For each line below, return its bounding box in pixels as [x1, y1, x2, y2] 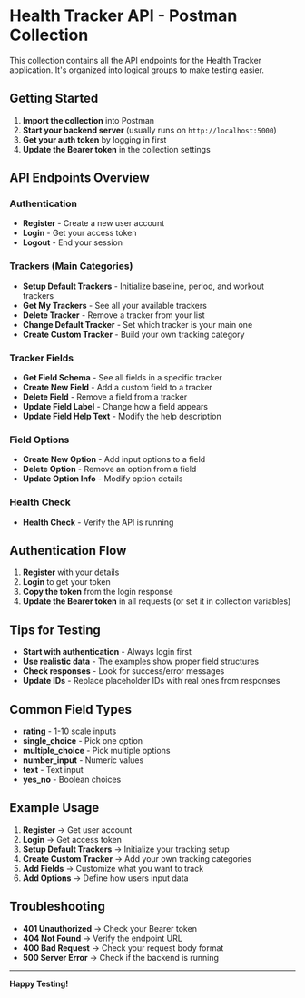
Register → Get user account [22, 824, 133, 835]
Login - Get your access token [22, 228, 137, 239]
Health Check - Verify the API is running [22, 517, 174, 528]
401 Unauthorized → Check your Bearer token [22, 923, 198, 934]
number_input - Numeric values [22, 755, 144, 766]
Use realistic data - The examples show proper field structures [22, 656, 260, 667]
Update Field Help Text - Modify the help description [22, 410, 221, 422]
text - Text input [22, 765, 84, 776]
